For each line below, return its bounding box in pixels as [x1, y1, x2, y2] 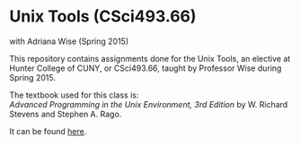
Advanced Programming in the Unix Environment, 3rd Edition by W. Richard [9, 98, 288, 109]
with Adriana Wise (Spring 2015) [9, 36, 129, 47]
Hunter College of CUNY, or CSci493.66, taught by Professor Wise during [9, 63, 282, 73]
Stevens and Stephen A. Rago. [9, 108, 122, 119]
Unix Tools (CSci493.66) [9, 6, 197, 27]
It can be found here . [9, 125, 87, 136]
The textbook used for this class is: [9, 90, 139, 100]
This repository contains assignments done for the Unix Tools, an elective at [9, 53, 291, 64]
